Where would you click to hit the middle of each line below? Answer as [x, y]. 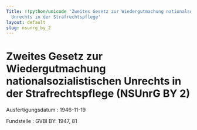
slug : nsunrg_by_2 [28, 28]
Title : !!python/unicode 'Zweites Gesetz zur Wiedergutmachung [85, 11]
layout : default [26, 22]
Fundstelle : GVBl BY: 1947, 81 [42, 121]
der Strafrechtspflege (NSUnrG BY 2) [98, 94]
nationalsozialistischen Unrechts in [94, 81]
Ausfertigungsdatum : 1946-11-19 [46, 110]
